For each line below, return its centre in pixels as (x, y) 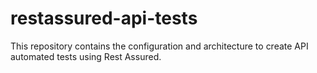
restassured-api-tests (104, 18)
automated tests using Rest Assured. (86, 56)
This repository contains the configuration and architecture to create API (159, 46)
